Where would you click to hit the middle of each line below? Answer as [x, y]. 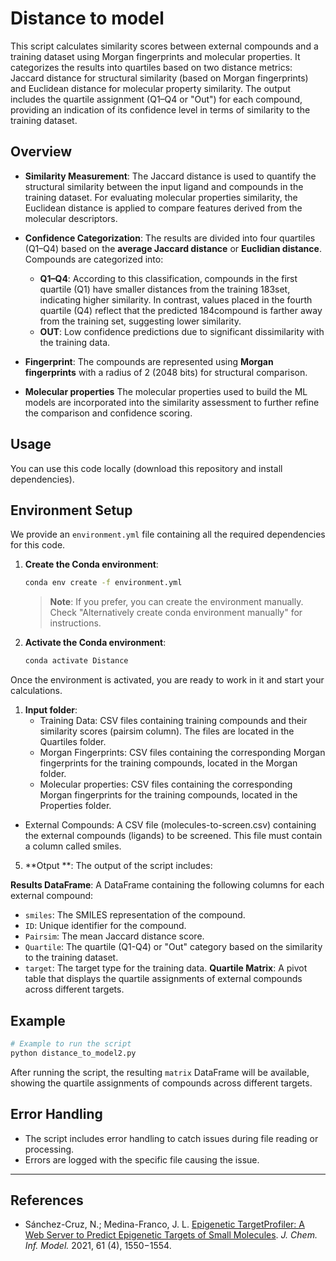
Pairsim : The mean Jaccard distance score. [114, 936]
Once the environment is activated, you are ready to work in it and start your [167, 680]
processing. [49, 1149]
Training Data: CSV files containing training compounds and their [173, 721]
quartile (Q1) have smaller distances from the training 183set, [165, 289]
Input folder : [51, 710]
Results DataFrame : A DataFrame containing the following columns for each [167, 885]
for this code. [38, 545]
